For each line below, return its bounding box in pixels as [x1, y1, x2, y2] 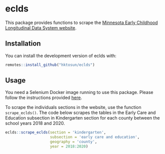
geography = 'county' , [49, 139, 97, 144]
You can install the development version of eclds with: [5, 52, 116, 58]
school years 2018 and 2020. [5, 120, 65, 126]
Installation [5, 39, 41, 48]
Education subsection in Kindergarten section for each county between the [5, 115, 160, 121]
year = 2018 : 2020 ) [49, 144, 88, 149]
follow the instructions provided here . [5, 94, 82, 100]
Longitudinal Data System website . [5, 24, 76, 30]
